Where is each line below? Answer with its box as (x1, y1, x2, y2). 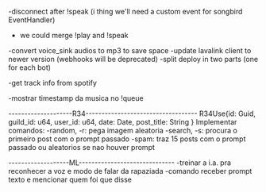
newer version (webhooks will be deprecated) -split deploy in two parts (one (8, 55, 259, 63)
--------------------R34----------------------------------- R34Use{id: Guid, (8, 109, 256, 118)
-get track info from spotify (8, 79, 97, 87)
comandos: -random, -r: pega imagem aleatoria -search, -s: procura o (8, 126, 238, 135)
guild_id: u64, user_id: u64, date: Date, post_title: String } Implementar (8, 117, 237, 126)
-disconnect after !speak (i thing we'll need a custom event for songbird (8, 7, 243, 16)
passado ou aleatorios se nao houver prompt (8, 143, 155, 152)
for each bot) (8, 63, 52, 72)
